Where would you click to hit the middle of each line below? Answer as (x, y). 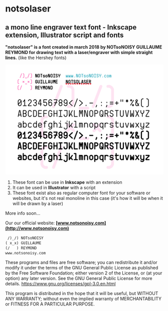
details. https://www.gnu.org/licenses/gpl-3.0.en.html (61, 284)
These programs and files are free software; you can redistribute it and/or (81, 262)
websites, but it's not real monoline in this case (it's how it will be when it (88, 198)
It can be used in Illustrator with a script (54, 188)
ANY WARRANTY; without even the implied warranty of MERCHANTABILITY (83, 299)
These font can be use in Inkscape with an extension (67, 182)
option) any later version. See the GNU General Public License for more (79, 278)
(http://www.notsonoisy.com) (37, 228)
